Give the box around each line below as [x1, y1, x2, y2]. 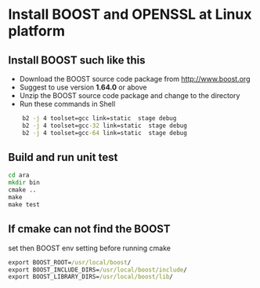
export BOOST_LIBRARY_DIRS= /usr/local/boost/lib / [8, 273, 174, 281]
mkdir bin [8, 179, 41, 187]
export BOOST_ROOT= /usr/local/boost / [8, 258, 132, 266]
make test [8, 200, 41, 209]
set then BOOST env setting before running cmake [8, 243, 171, 253]
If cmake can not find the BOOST [8, 222, 171, 236]
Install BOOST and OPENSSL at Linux [8, 5, 252, 24]
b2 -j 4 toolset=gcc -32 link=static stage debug [22, 122, 188, 129]
